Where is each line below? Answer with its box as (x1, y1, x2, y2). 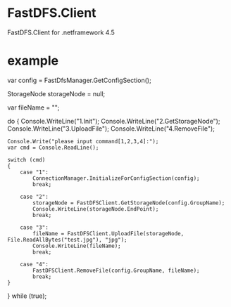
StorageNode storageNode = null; (7, 89, 106, 98)
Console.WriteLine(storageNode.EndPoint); (32, 205, 159, 212)
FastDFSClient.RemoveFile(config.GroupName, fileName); (32, 267, 200, 274)
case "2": (20, 193, 49, 200)
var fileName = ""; (7, 103, 60, 112)
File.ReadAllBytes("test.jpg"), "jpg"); (7, 236, 128, 243)
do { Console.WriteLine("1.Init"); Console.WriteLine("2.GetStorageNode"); (7, 117, 220, 125)
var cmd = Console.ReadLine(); (7, 144, 99, 151)
